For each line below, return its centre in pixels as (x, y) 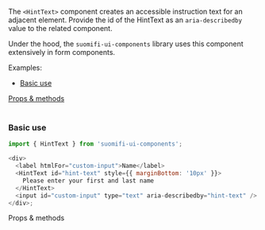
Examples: (25, 68)
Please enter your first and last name (88, 181)
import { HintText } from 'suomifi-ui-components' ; (95, 144)
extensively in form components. (62, 52)
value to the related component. (60, 28)
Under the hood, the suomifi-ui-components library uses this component (126, 44)
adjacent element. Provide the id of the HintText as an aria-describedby (125, 20)
